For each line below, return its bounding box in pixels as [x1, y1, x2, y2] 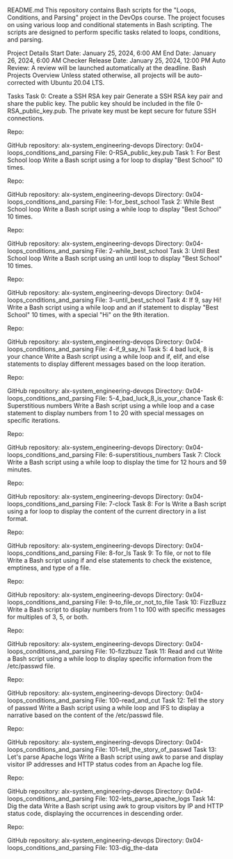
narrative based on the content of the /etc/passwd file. [7, 711, 164, 719]
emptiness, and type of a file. [7, 563, 91, 572]
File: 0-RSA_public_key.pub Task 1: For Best [95, 149, 220, 156]
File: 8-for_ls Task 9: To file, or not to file [95, 549, 211, 557]
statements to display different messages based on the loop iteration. [7, 360, 206, 368]
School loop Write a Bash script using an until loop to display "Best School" [7, 254, 223, 262]
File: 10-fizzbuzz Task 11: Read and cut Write [95, 647, 223, 655]
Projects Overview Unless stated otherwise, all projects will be [7, 71, 186, 79]
